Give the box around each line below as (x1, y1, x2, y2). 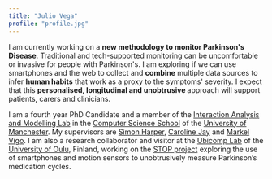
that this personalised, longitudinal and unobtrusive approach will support (8, 85, 261, 94)
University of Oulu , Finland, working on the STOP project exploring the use (8, 144, 258, 154)
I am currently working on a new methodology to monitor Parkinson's (8, 41, 245, 51)
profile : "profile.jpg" (8, 20, 89, 28)
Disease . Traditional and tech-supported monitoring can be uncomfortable (8, 50, 258, 60)
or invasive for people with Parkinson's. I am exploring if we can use (8, 59, 237, 69)
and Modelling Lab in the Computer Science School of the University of (8, 118, 247, 128)
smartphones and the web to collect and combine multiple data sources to (8, 68, 258, 77)
